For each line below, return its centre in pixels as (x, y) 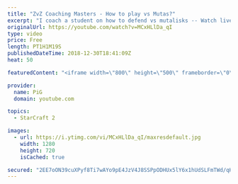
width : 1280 (38, 144)
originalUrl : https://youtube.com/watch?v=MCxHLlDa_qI (90, 27)
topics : (19, 111)
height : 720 (38, 150)
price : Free (25, 40)
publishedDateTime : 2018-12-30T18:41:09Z (69, 54)
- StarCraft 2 (34, 118)
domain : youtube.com (44, 99)
